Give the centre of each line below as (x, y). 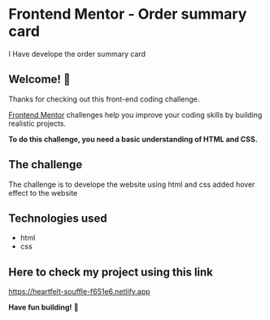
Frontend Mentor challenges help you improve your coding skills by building (135, 115)
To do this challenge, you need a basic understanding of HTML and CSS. (133, 139)
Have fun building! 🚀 (44, 307)
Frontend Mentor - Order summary (128, 14)
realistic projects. (37, 123)
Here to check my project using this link (111, 272)
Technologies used (58, 218)
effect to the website (43, 192)
